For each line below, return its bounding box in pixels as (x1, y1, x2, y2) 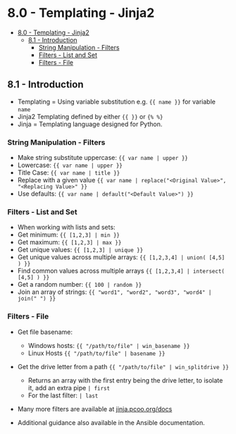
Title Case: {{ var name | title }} (17, 168, 120, 177)
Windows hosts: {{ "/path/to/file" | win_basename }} (27, 341, 190, 349)
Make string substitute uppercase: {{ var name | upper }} (17, 154, 188, 162)
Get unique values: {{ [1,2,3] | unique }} (17, 245, 144, 254)
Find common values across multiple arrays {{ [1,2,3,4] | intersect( (17, 266, 225, 275)
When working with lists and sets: (17, 223, 116, 232)
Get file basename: (17, 328, 73, 336)
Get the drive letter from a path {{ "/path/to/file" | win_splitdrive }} (17, 362, 229, 371)
